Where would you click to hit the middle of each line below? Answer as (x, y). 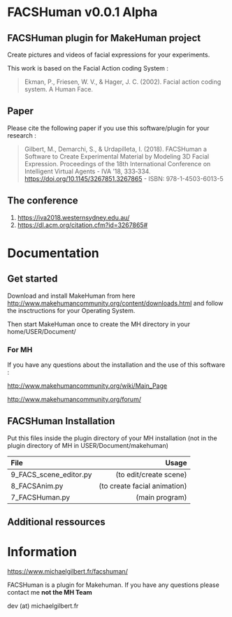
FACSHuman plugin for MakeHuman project (104, 38)
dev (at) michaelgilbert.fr (43, 606)
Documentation (53, 253)
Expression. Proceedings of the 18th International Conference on (117, 164)
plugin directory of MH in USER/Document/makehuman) (88, 445)
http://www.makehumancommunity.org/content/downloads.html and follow (115, 303)
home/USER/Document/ (42, 331)
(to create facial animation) (143, 486)
